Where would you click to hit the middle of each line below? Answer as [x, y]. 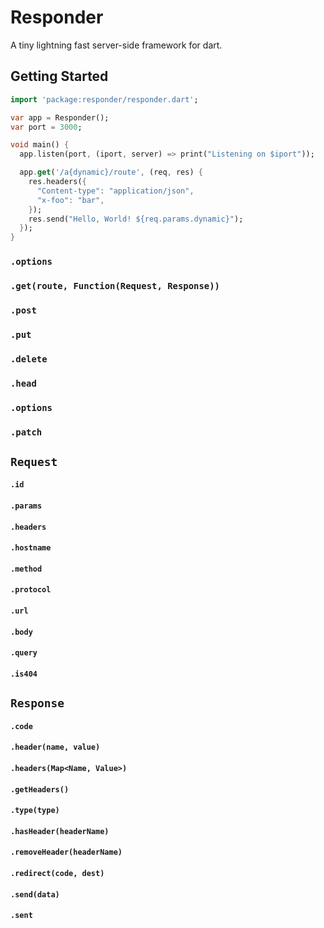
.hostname [31, 548]
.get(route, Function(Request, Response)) [115, 285]
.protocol [31, 590]
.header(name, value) [55, 747]
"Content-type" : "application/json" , [115, 191]
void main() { [40, 145]
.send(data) [35, 894]
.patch [26, 432]
